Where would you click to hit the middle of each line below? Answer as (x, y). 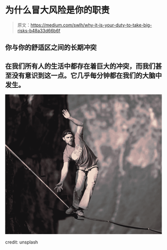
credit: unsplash (22, 242)
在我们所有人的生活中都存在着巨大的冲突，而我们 (80, 66)
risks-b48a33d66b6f (39, 30)
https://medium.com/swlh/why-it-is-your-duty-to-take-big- (91, 25)
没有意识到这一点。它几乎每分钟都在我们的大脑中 (87, 75)
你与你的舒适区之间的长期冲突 (51, 48)
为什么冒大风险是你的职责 (58, 10)
